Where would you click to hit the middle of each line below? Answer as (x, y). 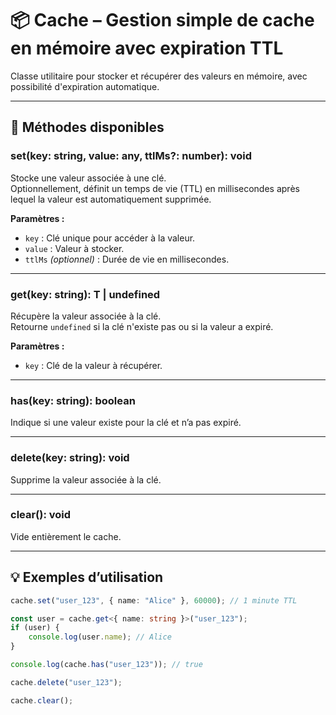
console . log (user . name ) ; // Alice (100, 637)
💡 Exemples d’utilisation (87, 577)
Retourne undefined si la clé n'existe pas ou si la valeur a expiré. (142, 326)
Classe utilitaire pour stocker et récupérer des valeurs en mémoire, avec (159, 76)
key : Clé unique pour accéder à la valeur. (110, 238)
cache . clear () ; (42, 700)
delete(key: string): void (70, 458)
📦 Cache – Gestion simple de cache (162, 20)
